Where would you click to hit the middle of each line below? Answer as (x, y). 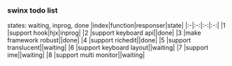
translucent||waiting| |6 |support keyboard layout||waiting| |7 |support (108, 48)
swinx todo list (32, 10)
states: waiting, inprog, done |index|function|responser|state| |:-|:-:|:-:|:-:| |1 (116, 26)
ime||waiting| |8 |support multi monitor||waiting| (76, 55)
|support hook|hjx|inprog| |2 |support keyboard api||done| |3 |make (104, 33)
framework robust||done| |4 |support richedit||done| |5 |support (99, 40)
